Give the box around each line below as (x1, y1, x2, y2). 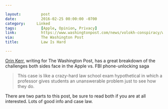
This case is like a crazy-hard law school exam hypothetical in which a (17, 72, 162, 78)
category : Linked (5, 21, 50, 26)
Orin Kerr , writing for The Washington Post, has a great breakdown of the (5, 57, 156, 63)
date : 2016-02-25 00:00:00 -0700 (5, 16, 97, 21)
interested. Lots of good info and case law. (5, 98, 93, 104)
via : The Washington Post (5, 35, 84, 40)
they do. (17, 83, 35, 89)
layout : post (5, 11, 50, 16)
